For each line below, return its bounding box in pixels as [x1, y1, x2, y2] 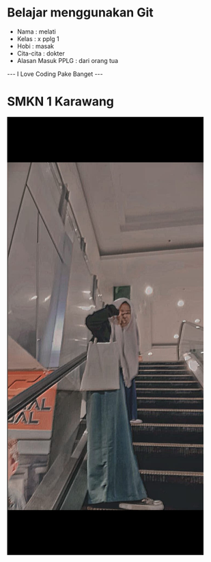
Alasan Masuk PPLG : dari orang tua [16, 56, 118, 64]
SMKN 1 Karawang [7, 94, 115, 110]
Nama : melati [16, 27, 56, 36]
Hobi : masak [16, 42, 55, 50]
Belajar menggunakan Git [7, 5, 154, 21]
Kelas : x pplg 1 [16, 34, 59, 42]
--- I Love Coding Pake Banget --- [7, 70, 104, 78]
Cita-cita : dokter [16, 49, 65, 58]
